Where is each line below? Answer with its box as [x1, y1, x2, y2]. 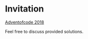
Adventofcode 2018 [5, 19, 44, 25]
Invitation [5, 3, 44, 14]
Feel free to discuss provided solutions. [5, 28, 84, 34]
